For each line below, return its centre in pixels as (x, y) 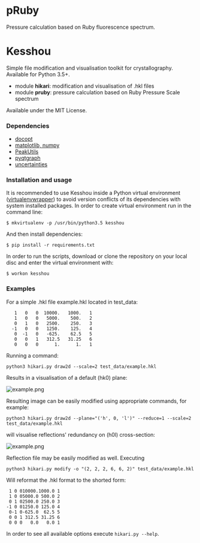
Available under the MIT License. (47, 110)
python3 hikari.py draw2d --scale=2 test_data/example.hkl (81, 367)
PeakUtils (27, 152)
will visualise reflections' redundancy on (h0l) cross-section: (81, 434)
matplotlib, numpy (37, 145)
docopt (24, 139)
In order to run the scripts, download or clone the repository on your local (97, 256)
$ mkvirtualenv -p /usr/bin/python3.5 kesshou (65, 223)
